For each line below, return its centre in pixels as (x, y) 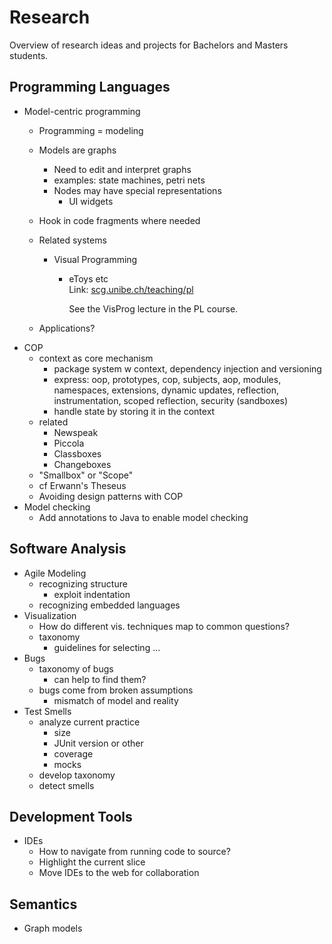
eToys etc (88, 278)
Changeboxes (82, 464)
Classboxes (77, 453)
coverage (73, 753)
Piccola (69, 443)
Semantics (43, 904)
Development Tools (71, 816)
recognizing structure (83, 583)
